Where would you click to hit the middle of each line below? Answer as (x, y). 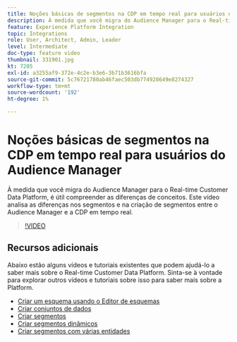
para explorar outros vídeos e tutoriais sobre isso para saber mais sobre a (115, 280)
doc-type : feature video (44, 54)
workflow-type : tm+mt (39, 86)
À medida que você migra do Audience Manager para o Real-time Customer (118, 189)
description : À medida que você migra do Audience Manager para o (107, 20)
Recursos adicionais (53, 248)
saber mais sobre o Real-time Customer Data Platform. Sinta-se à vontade (115, 272)
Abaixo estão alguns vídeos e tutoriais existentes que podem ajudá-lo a (111, 264)
